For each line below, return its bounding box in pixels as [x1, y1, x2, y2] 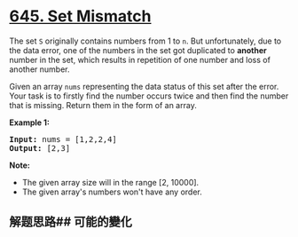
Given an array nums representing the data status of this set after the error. [9, 81, 279, 91]
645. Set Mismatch [9, 6, 152, 27]
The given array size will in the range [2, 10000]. [21, 177, 200, 187]
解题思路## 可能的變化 [9, 215, 133, 230]
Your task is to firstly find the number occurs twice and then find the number [9, 91, 289, 101]
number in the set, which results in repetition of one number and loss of [9, 54, 271, 65]
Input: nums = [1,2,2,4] [9, 134, 117, 144]
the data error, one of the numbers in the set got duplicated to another [9, 44, 268, 55]
